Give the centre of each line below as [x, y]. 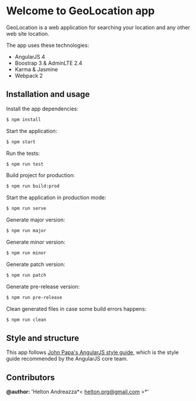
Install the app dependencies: [42, 109]
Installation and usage [48, 94]
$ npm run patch [26, 275]
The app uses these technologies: [48, 45]
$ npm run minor [26, 253]
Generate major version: [36, 220]
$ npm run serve [26, 209]
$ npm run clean [26, 320]
